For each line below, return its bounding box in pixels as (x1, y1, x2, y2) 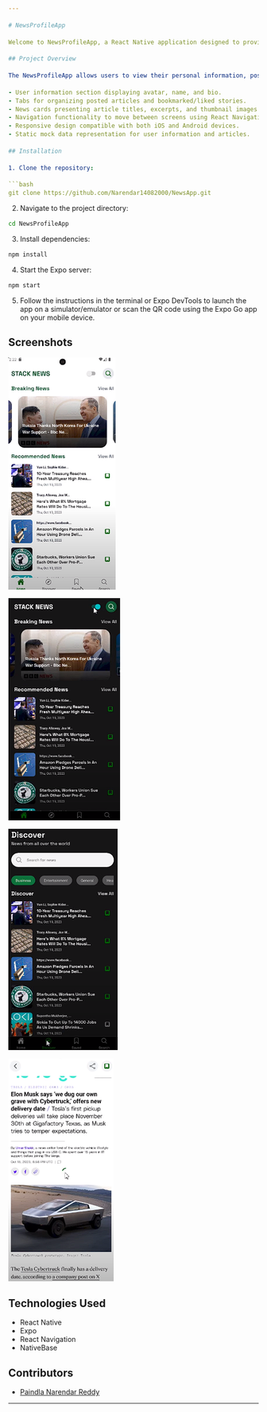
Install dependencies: (19, 235, 91, 243)
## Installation (8, 147, 62, 155)
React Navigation (19, 1335, 76, 1344)
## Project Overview (8, 55, 77, 63)
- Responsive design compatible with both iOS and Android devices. (8, 122, 240, 130)
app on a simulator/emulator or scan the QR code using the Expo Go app (19, 304, 257, 313)
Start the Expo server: (19, 265, 92, 274)
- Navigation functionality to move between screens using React (8, 114, 229, 122)
